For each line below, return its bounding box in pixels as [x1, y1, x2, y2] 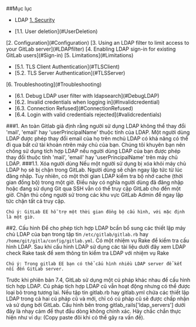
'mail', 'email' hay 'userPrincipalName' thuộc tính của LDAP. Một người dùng [6, 129, 190, 136]
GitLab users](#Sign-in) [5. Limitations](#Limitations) [6, 52, 134, 58]
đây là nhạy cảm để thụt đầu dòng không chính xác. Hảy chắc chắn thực [6, 308, 181, 315]
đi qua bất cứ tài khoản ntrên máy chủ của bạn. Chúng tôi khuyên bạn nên [6, 141, 185, 148]
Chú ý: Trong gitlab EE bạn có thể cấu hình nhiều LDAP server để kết [6, 261, 183, 267]
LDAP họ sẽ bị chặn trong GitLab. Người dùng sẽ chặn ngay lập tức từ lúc [6, 166, 183, 173]
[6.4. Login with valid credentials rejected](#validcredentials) [14, 111, 162, 118]
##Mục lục [6, 5, 32, 12]
